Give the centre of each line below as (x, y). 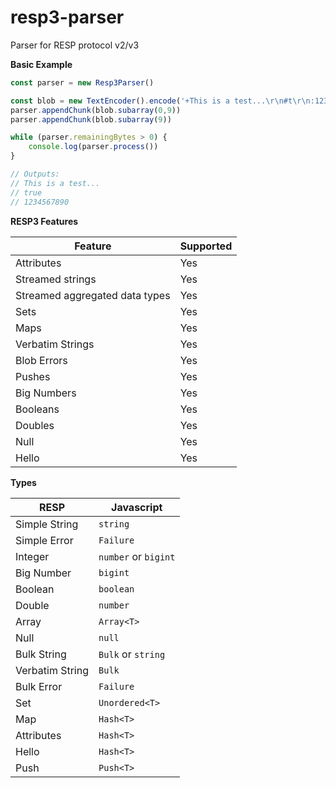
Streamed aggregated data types (93, 295)
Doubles (35, 425)
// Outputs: (35, 174)
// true (26, 192)
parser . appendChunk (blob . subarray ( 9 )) (91, 119)
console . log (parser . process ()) (93, 147)
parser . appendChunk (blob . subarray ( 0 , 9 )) (96, 110)
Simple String (47, 524)
